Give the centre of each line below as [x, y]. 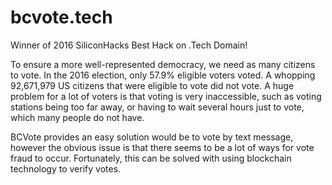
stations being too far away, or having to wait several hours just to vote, [157, 107]
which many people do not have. [77, 117]
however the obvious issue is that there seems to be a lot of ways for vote [162, 147]
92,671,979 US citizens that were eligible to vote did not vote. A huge [152, 85]
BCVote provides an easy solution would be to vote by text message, [152, 137]
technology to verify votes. [66, 168]
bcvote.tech [61, 17]
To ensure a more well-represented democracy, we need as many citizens [163, 64]
